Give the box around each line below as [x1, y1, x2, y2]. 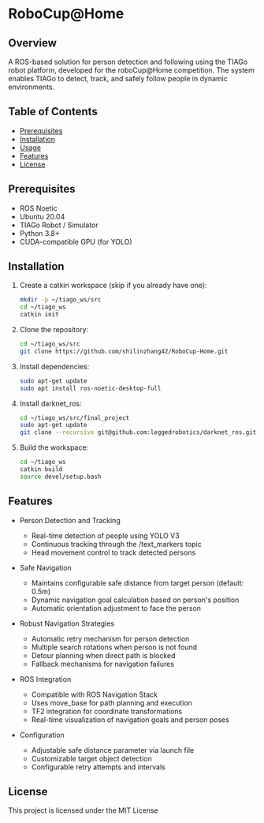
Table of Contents [8, 105, 99, 118]
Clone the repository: [19, 325, 89, 335]
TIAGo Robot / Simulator [19, 220, 99, 230]
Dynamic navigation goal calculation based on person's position [31, 595, 240, 604]
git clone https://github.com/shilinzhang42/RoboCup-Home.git [19, 347, 229, 355]
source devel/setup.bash [19, 473, 102, 481]
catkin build [19, 466, 63, 473]
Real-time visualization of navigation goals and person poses [31, 715, 230, 724]
